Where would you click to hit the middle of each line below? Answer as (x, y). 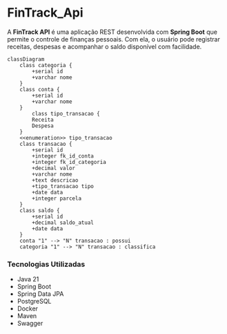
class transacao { (46, 144)
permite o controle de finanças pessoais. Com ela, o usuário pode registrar (114, 39)
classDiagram (26, 59)
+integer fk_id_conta (63, 156)
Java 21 (28, 279)
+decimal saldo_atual (63, 223)
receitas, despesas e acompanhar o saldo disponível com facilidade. (105, 46)
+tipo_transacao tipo (63, 186)
